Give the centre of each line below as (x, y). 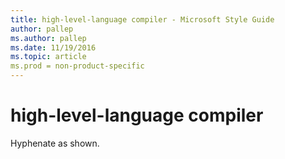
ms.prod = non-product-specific (77, 66)
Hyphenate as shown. (55, 143)
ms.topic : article (48, 57)
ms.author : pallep (48, 38)
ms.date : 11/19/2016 (53, 47)
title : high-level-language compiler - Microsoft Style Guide (142, 19)
